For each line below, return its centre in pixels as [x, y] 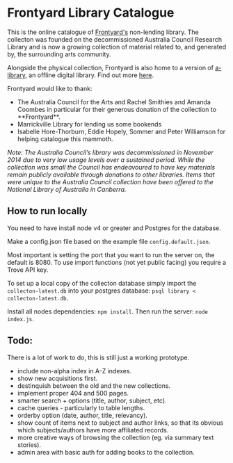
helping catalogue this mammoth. [65, 139]
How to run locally [47, 211]
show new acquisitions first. [57, 378]
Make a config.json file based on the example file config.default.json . [109, 241]
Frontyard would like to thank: [50, 88]
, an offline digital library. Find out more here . [90, 75]
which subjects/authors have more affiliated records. [93, 430]
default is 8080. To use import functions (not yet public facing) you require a [117, 262]
